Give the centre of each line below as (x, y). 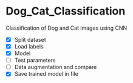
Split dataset (30, 39)
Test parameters (35, 60)
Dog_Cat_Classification (66, 11)
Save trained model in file (46, 74)
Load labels (29, 46)
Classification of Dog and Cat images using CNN (66, 28)
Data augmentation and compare (56, 67)
